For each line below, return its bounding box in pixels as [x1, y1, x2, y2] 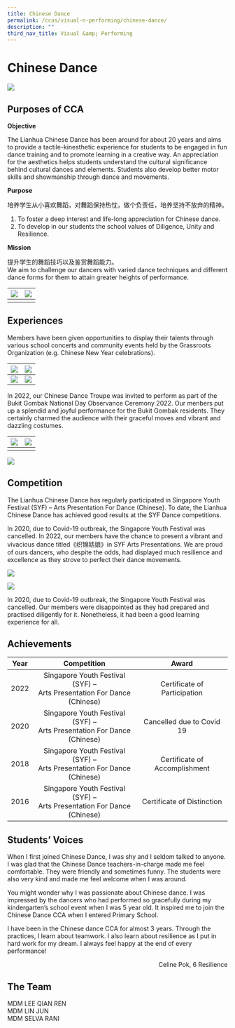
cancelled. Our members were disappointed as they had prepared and [7, 603, 210, 611]
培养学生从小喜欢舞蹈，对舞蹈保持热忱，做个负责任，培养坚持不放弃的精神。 [7, 201, 228, 209]
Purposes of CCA [7, 103, 84, 115]
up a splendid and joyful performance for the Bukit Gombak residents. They [7, 406, 225, 415]
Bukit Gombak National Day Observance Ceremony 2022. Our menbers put [7, 399, 224, 407]
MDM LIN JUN [7, 1007, 49, 1015]
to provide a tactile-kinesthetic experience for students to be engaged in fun [7, 143, 227, 151]
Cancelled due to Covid [143, 717, 221, 727]
